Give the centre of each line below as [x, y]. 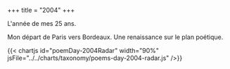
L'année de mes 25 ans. [42, 23]
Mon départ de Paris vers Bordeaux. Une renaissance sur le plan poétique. [115, 37]
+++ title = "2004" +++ [41, 10]
